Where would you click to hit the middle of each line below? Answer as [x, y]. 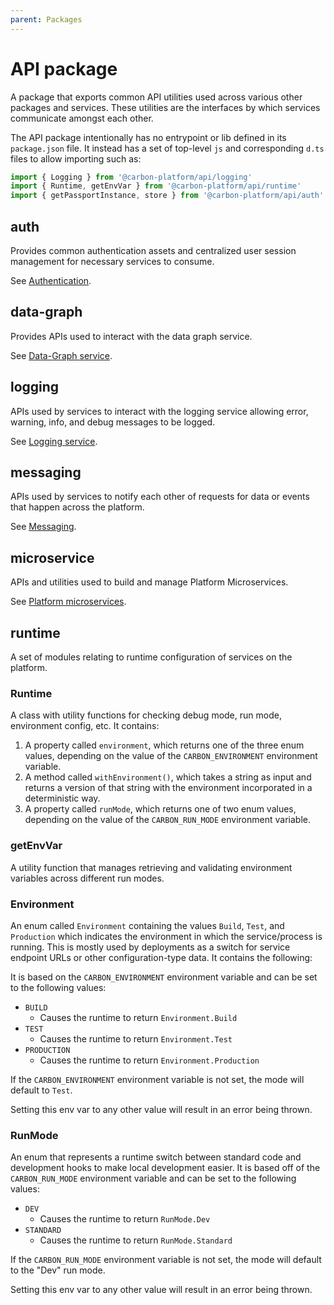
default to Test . [41, 1090]
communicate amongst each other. [82, 118]
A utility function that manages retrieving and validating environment [151, 867]
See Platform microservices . [68, 602]
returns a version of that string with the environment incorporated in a [168, 788]
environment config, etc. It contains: [85, 726]
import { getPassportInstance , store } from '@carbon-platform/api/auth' [167, 196]
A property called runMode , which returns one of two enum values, [160, 809]
